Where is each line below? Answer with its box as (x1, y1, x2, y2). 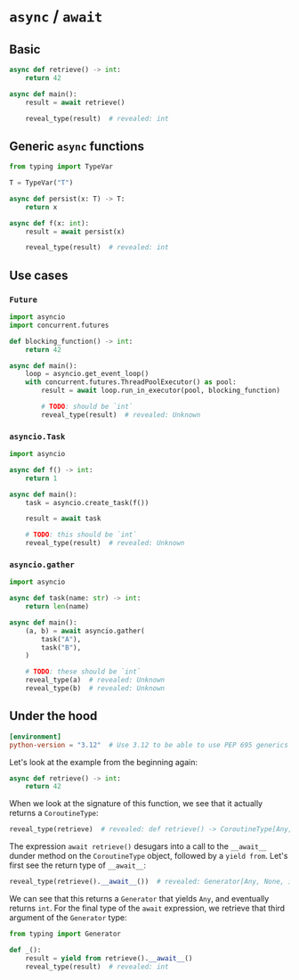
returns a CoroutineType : (9, 808, 100, 819)
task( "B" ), (41, 643, 82, 652)
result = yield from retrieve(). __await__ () (25, 953, 193, 963)
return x (25, 202, 58, 211)
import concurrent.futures (9, 321, 109, 330)
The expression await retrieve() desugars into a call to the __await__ (9, 841, 267, 852)
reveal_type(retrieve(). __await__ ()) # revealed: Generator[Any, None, (9, 878, 285, 886)
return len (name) (25, 602, 90, 611)
